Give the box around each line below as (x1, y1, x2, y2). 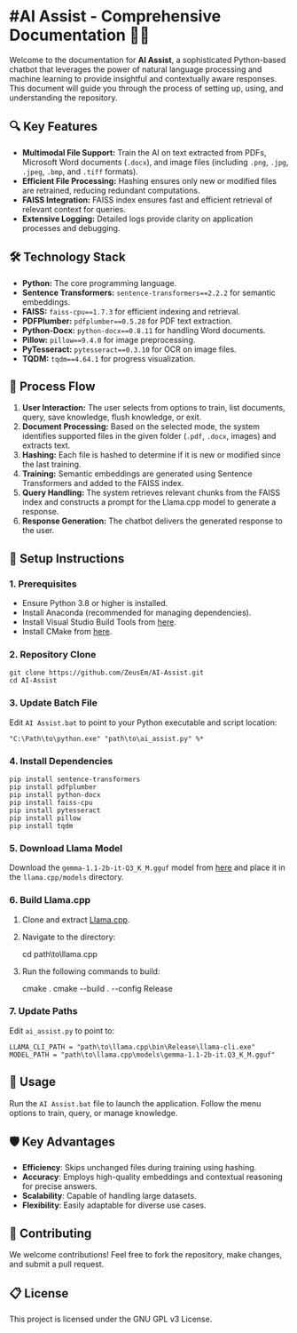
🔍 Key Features (9, 119, 98, 134)
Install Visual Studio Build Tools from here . (21, 617, 177, 627)
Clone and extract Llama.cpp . (21, 914, 130, 925)
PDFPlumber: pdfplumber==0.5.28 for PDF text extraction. (21, 315, 233, 326)
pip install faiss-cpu (9, 798, 93, 807)
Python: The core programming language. (21, 277, 177, 288)
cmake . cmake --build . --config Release (21, 983, 173, 994)
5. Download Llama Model (9, 842, 122, 854)
